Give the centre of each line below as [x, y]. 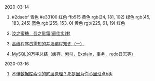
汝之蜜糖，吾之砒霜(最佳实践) [41, 33]
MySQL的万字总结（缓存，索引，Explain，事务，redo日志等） [74, 54]
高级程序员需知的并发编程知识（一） [48, 44]
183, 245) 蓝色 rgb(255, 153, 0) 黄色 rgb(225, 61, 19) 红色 [68, 23]
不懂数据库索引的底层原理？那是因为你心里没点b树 [62, 74]
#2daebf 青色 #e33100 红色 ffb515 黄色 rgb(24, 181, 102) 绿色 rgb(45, [81, 17]
